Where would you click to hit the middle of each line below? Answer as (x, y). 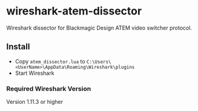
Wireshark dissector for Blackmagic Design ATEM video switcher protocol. (99, 28)
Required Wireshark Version (49, 89)
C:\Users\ (99, 62)
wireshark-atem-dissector (74, 11)
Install (18, 47)
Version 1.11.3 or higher (35, 102)
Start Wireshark (35, 73)
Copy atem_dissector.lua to (50, 61)
